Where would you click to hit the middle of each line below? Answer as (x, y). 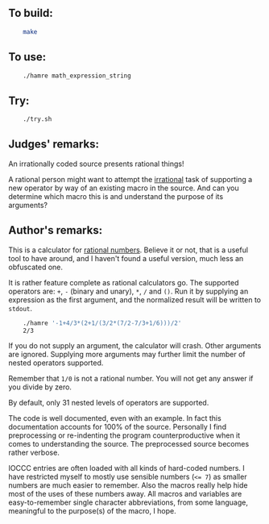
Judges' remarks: (54, 144)
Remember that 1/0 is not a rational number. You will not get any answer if (131, 379)
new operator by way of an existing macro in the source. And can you (124, 188)
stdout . (20, 308)
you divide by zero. (40, 387)
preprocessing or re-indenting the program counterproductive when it (124, 435)
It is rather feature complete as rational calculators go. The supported (124, 282)
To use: (27, 57)
